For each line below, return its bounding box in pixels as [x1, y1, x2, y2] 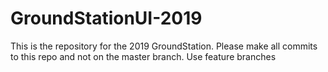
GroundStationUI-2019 [10, 7, 203, 30]
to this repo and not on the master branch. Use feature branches [10, 50, 277, 62]
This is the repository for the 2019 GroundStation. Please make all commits [10, 40, 318, 52]
